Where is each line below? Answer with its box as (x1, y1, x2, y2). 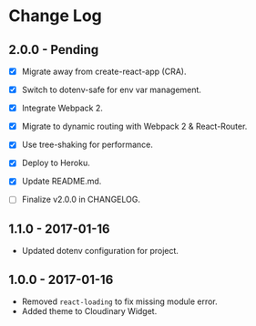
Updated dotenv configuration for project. (21, 246, 179, 257)
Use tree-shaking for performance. (21, 139, 154, 151)
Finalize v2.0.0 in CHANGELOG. (21, 194, 140, 205)
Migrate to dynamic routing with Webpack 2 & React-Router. (21, 121, 248, 132)
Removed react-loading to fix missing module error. (21, 296, 218, 307)
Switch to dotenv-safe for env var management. (21, 84, 202, 96)
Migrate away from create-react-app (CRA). (21, 66, 187, 77)
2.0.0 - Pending (8, 42, 99, 58)
